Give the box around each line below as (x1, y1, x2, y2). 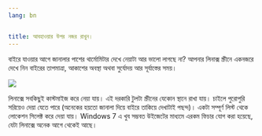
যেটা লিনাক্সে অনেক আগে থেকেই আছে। (8, 119, 98, 130)
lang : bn (8, 11, 37, 20)
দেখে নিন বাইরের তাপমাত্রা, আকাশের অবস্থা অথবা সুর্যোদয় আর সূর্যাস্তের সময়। (8, 63, 177, 72)
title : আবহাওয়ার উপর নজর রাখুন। (8, 32, 94, 40)
